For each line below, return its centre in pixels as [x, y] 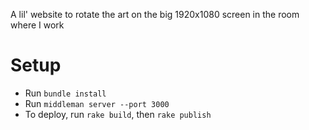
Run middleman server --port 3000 [97, 103]
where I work [37, 25]
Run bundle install [65, 93]
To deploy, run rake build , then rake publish [118, 114]
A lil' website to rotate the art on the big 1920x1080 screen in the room [155, 14]
